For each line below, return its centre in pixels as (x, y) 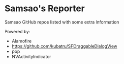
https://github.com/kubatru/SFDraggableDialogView (64, 46)
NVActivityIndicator (31, 56)
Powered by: (17, 31)
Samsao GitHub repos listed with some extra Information (62, 22)
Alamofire (22, 41)
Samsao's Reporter (45, 9)
